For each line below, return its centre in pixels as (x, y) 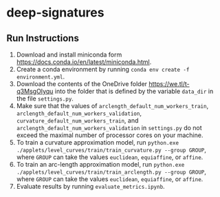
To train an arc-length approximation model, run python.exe (100, 164)
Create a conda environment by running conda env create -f (103, 69)
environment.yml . (41, 76)
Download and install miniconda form (69, 54)
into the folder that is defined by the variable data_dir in (134, 91)
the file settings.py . (45, 98)
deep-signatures (55, 13)
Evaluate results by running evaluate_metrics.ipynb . (91, 186)
